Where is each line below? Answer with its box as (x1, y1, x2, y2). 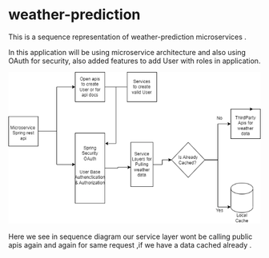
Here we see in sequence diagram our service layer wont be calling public (8, 232, 253, 241)
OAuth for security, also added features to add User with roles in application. (8, 56, 261, 65)
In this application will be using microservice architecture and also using (8, 47, 247, 57)
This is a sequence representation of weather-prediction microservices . (8, 32, 247, 42)
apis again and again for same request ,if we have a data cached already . (8, 240, 252, 250)
